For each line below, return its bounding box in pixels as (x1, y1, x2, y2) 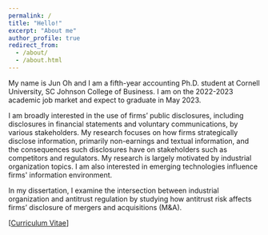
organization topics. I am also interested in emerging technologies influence (8, 161, 258, 171)
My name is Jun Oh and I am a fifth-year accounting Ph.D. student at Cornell (8, 78, 260, 88)
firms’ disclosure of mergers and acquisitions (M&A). (8, 202, 182, 212)
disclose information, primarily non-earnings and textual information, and (8, 136, 250, 145)
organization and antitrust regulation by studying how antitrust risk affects (8, 193, 252, 204)
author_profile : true (8, 34, 81, 42)
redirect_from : (8, 42, 59, 50)
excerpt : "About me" (8, 26, 78, 34)
